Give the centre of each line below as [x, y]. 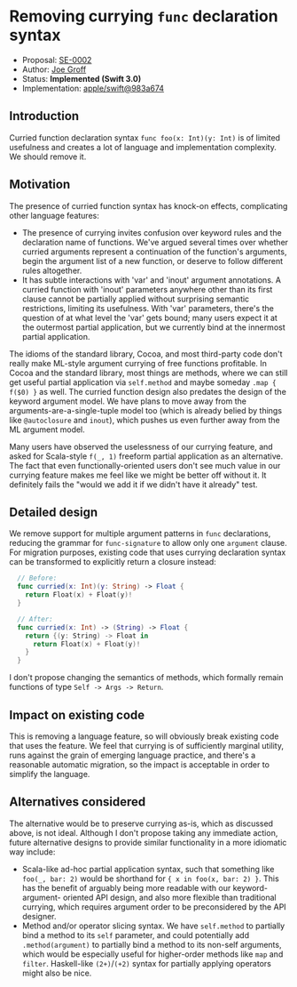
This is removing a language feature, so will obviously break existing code [144, 736]
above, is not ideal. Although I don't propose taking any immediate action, [144, 832]
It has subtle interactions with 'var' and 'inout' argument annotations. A [152, 280]
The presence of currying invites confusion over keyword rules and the [152, 232]
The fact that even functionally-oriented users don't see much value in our [145, 465]
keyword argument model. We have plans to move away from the [128, 401]
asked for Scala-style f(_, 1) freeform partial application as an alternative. [146, 456]
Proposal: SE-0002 [57, 60]
